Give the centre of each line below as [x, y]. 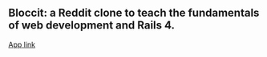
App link [22, 44]
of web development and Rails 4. [91, 26]
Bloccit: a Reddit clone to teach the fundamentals [134, 13]
